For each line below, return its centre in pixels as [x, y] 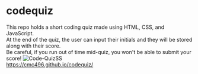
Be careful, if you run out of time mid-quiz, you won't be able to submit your [99, 52]
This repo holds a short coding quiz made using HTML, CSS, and [85, 27]
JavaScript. [20, 33]
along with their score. [33, 46]
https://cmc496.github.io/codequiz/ [50, 64]
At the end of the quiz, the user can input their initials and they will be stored [99, 39]
